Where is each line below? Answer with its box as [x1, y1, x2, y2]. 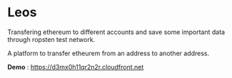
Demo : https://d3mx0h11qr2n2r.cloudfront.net [7, 62, 144, 71]
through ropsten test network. [7, 35, 96, 43]
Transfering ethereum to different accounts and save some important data [7, 28, 226, 36]
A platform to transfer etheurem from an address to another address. [7, 49, 210, 57]
